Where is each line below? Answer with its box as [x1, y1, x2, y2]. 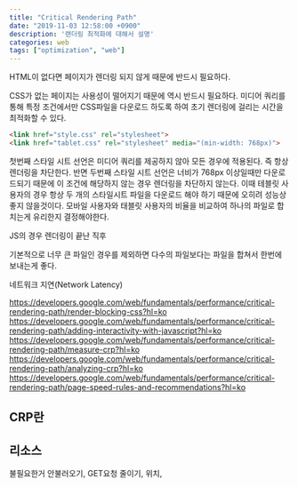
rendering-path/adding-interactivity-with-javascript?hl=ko [9, 325, 222, 336]
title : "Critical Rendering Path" [9, 12, 138, 22]
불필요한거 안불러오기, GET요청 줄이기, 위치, [9, 468, 163, 479]
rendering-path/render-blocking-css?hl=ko [9, 306, 167, 316]
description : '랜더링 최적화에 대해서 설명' [9, 29, 155, 38]
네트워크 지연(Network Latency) [9, 279, 123, 290]
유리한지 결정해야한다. [32, 211, 109, 222]
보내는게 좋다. [9, 259, 58, 271]
